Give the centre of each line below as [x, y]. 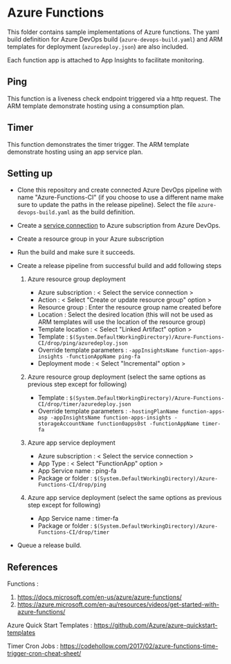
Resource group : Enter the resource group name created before [129, 307]
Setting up [30, 173]
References [33, 567]
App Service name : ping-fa [77, 471]
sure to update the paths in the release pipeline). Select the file [107, 205]
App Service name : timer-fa [78, 519]
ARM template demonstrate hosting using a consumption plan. [96, 106]
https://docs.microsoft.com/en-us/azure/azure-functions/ [99, 598]
